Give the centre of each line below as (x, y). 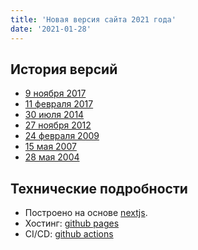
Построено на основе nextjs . (86, 213)
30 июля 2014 (54, 115)
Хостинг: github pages (72, 223)
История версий (64, 69)
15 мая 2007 (50, 147)
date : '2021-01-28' (51, 29)
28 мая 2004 (52, 157)
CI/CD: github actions (69, 234)
